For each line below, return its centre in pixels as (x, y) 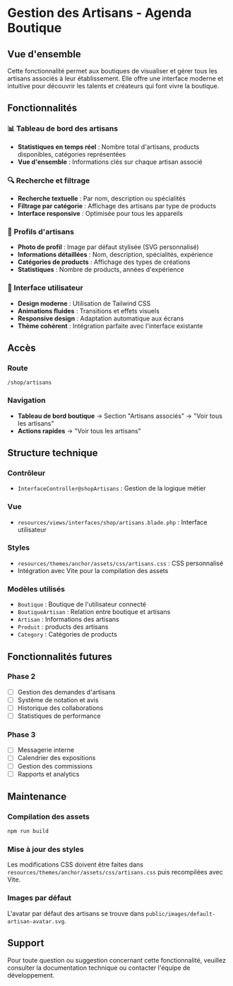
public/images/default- (181, 914)
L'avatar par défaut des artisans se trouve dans (76, 913)
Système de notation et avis (58, 699)
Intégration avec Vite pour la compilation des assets (93, 570)
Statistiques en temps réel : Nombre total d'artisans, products (108, 147)
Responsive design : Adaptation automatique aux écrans (101, 318)
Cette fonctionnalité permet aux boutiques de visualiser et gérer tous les (112, 71)
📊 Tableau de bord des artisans (63, 128)
